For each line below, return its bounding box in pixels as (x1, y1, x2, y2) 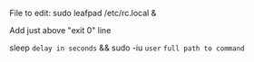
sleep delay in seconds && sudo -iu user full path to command (9, 42, 245, 53)
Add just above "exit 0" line (9, 25, 112, 35)
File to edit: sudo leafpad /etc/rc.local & (9, 8, 157, 18)
